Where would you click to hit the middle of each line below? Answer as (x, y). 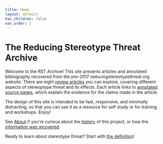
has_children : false (26, 19)
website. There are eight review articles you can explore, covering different (81, 82)
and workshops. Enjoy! (28, 112)
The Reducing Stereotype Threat (73, 48)
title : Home (17, 10)
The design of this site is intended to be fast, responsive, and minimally (76, 102)
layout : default (21, 14)
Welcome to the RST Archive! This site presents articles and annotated (76, 72)
